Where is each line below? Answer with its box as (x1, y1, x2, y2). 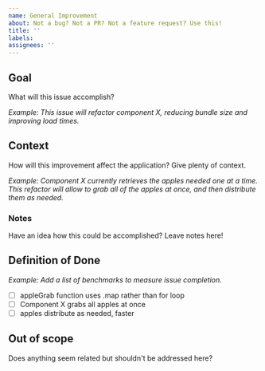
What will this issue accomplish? (8, 92, 115, 101)
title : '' (8, 26, 41, 34)
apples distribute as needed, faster (19, 308, 134, 318)
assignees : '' (8, 41, 56, 49)
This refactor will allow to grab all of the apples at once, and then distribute (8, 184, 256, 194)
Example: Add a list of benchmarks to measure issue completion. (8, 274, 222, 284)
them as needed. (8, 192, 64, 202)
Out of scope (8, 332, 74, 345)
